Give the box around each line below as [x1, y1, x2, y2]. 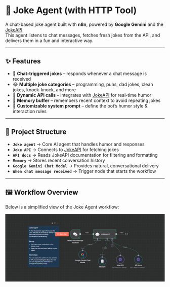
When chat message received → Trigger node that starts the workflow [12, 168, 156, 174]
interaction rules [12, 108, 47, 114]
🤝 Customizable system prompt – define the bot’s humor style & [12, 102, 148, 109]
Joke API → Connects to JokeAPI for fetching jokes [12, 147, 119, 153]
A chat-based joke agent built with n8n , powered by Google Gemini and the [5, 21, 163, 27]
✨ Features [5, 57, 41, 65]
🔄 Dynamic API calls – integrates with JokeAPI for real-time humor [12, 92, 152, 98]
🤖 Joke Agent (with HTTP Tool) [5, 5, 137, 16]
